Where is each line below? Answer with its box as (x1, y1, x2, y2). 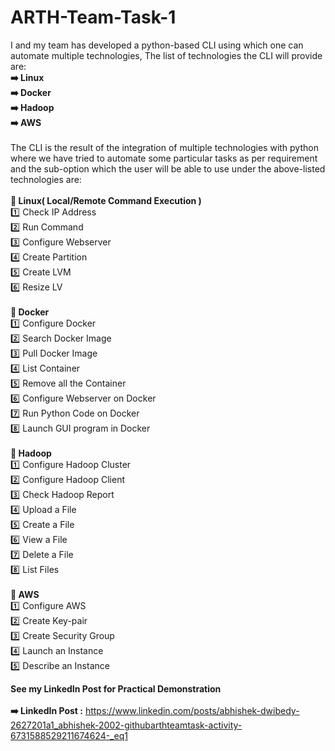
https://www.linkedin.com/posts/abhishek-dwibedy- (84, 704, 300, 716)
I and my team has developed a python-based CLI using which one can (10, 39, 304, 51)
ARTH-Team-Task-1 (10, 6, 177, 29)
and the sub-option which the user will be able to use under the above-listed (10, 162, 326, 175)
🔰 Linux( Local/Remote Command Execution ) (10, 194, 202, 206)
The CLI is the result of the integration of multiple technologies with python (10, 141, 319, 153)
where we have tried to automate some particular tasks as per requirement (10, 152, 318, 164)
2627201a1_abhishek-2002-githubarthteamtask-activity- (10, 719, 243, 731)
